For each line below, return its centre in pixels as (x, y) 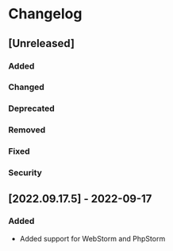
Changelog (45, 14)
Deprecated (32, 108)
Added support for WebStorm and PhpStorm (92, 238)
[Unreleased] (42, 43)
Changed (27, 87)
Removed (27, 130)
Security (25, 173)
